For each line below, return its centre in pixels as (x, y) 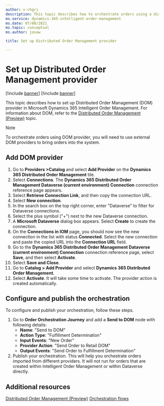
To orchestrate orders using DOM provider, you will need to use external (78, 137)
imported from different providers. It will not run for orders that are (79, 361)
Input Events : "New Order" (47, 340)
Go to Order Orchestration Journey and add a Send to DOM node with (84, 320)
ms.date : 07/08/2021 (27, 23)
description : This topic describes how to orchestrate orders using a (79, 14)
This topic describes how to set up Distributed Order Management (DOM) (79, 102)
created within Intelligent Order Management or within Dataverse (77, 367)
